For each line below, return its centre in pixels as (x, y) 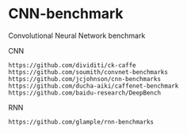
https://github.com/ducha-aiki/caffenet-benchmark (93, 86)
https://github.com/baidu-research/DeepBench (84, 93)
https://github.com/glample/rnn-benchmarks (81, 122)
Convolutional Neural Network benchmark (77, 35)
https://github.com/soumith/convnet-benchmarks (88, 72)
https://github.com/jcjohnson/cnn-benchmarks (84, 79)
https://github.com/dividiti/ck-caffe (72, 65)
